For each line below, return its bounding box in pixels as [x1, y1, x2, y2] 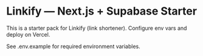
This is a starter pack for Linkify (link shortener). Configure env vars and [6, 24, 187, 32]
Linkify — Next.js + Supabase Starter [6, 4, 198, 18]
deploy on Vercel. [6, 30, 50, 38]
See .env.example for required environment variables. [6, 43, 141, 50]
